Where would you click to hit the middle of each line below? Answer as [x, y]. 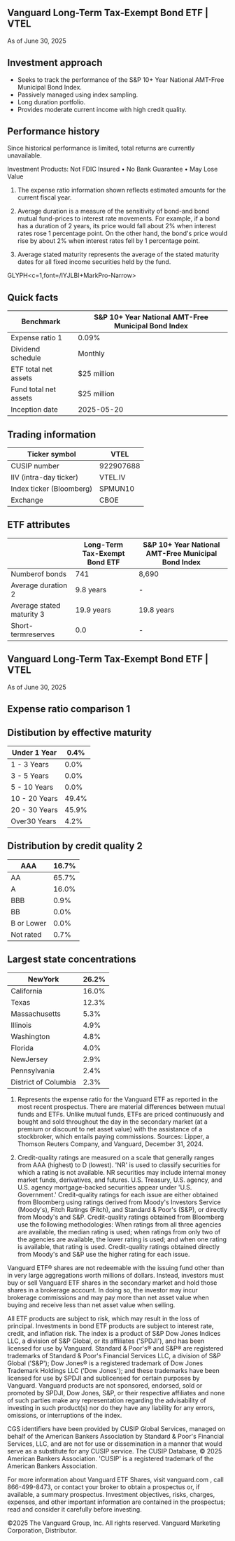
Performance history [54, 131]
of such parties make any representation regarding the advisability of [107, 1400]
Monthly [91, 354]
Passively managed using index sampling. [78, 95]
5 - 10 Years [32, 787]
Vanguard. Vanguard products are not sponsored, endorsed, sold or [105, 1385]
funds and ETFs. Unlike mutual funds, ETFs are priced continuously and [121, 1114]
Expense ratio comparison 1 [69, 709]
